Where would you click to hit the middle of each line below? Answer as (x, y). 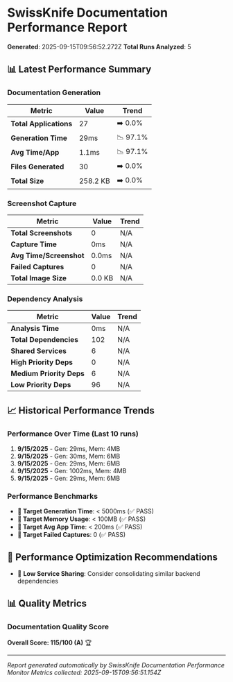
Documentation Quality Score (58, 627)
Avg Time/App (35, 153)
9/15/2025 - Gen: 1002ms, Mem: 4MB (72, 470)
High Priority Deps (42, 362)
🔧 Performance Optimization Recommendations (113, 557)
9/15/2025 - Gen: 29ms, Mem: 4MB (69, 448)
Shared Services (39, 351)
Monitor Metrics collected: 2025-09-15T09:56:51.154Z (84, 672)
